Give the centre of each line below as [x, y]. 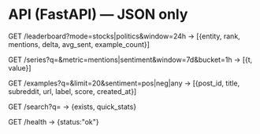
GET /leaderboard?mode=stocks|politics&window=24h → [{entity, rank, [124, 36]
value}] [20, 67]
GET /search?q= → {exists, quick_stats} [72, 107]
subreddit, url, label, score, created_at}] [72, 91]
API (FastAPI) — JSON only [98, 14]
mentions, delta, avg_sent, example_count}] [79, 44]
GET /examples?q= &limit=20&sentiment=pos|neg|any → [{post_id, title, [124, 83]
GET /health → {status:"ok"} [54, 121]
